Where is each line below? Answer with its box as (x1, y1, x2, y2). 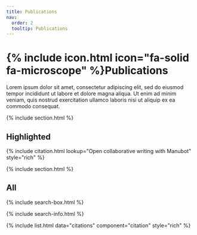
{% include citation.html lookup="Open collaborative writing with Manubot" (6, 148, 192, 154)
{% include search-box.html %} (6, 199, 84, 206)
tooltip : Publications (11, 25, 68, 32)
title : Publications (6, 8, 58, 15)
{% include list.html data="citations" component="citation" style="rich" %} (6, 222, 191, 229)
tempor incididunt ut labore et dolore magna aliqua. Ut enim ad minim (6, 90, 177, 97)
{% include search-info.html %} (6, 210, 84, 217)
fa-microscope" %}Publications (6, 64, 168, 78)
